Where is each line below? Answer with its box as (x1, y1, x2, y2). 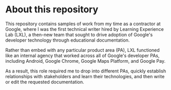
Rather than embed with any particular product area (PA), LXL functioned (5, 47, 160, 53)
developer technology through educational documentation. (5, 37, 130, 43)
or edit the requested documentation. (5, 79, 85, 85)
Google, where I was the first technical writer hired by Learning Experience (5, 26, 164, 32)
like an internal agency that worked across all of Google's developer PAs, (5, 52, 160, 59)
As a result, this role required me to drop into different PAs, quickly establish (5, 68, 166, 74)
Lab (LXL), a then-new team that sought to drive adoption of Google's (5, 31, 153, 38)
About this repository (5, 4, 99, 15)
